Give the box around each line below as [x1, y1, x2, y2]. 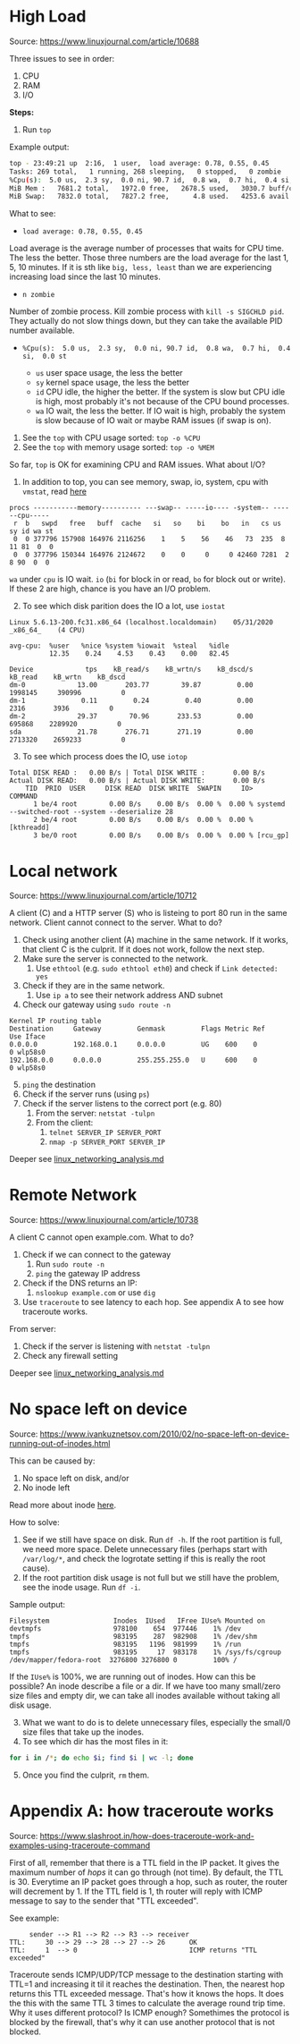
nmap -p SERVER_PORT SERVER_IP [48, 1138, 165, 1147]
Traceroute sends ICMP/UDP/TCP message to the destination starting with [9, 1969, 284, 1980]
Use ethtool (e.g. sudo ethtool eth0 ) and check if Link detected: [35, 963, 279, 974]
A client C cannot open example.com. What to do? [9, 1232, 195, 1243]
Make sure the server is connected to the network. [21, 954, 209, 964]
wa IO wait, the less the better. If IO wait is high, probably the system [35, 405, 286, 417]
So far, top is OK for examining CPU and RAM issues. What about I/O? [9, 459, 266, 471]
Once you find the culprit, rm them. [21, 1769, 150, 1780]
